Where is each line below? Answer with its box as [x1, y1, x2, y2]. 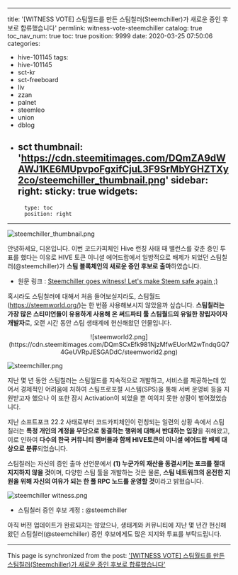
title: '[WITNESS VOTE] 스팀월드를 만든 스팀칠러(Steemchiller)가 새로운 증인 [7, 15, 221, 23]
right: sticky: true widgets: [17, 186, 138, 198]
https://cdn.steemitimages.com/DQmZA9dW [21, 152, 227, 164]
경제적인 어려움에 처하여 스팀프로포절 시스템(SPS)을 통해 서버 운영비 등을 [20, 385, 222, 393]
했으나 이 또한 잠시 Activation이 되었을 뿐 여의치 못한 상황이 [31, 394, 197, 402]
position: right [24, 210, 72, 217]
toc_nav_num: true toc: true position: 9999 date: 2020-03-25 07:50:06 [7, 32, 213, 40]
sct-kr [17, 68, 35, 76]
